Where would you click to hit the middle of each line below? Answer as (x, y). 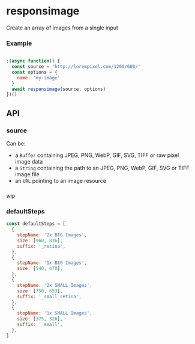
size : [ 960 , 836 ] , (40, 241)
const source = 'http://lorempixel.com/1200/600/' (76, 67)
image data (29, 162)
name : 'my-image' (39, 78)
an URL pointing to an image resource (61, 181)
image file (27, 174)
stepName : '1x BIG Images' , (52, 263)
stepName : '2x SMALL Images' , (55, 285)
